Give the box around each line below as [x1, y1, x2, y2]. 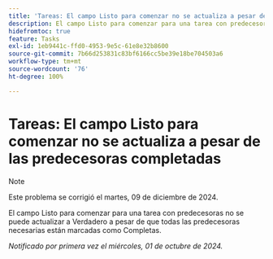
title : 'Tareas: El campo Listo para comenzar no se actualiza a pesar [8, 11, 256, 20]
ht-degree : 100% [8, 72, 63, 81]
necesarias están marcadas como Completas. [8, 225, 162, 235]
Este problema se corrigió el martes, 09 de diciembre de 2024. [8, 192, 219, 202]
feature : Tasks [8, 34, 60, 43]
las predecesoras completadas [8, 149, 222, 168]
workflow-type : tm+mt [8, 58, 82, 66]
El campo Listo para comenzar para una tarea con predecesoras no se [8, 208, 245, 217]
